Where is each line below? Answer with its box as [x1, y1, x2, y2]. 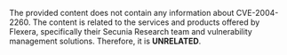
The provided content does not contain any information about [9, 8, 235, 18]
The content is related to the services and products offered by [32, 17, 260, 27]
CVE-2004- [235, 8, 279, 18]
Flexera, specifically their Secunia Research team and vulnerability [9, 27, 253, 36]
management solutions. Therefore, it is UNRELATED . [9, 35, 202, 46]
